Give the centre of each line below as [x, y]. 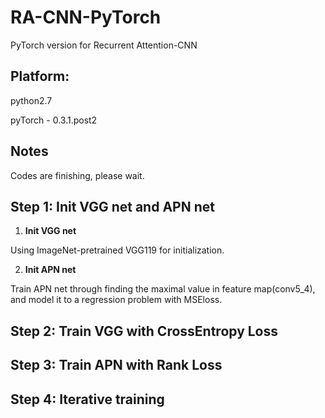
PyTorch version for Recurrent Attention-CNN [104, 45]
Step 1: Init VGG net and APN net [112, 206]
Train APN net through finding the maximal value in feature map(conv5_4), [163, 289]
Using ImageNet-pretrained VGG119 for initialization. [117, 250]
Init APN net [50, 270]
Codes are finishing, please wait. [77, 175]
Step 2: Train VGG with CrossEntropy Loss [144, 331]
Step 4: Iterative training [87, 399]
